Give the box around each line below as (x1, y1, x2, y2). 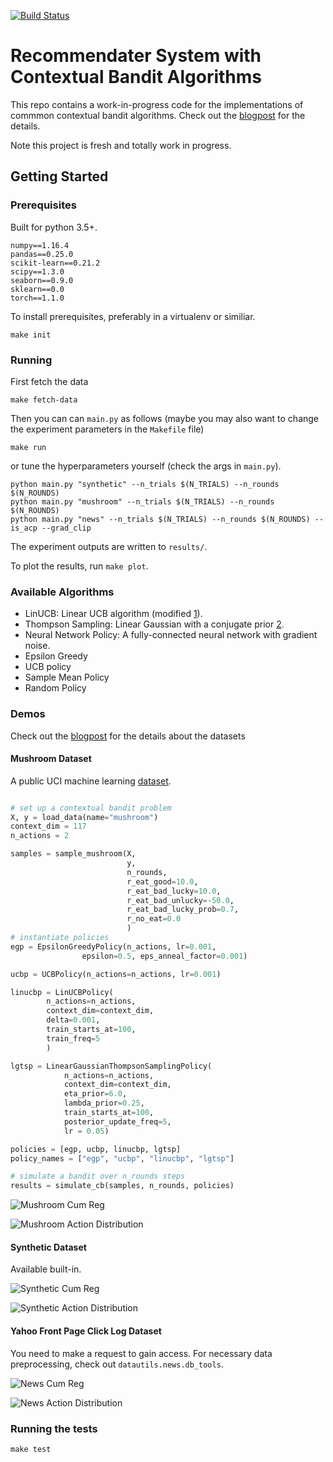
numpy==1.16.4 (10, 240, 70, 250)
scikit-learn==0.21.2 (10, 258, 101, 268)
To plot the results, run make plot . (10, 560, 149, 572)
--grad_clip (41, 523, 92, 533)
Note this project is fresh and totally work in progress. (10, 139, 232, 151)
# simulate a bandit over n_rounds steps (10, 1171, 186, 1182)
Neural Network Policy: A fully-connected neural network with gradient (24, 629, 318, 641)
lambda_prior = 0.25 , (63, 1098, 145, 1109)
